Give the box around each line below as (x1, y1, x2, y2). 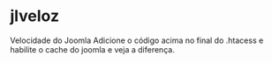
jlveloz (10, 6, 60, 26)
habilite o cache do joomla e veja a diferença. (10, 44, 175, 54)
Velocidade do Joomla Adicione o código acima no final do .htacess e (10, 35, 264, 45)
